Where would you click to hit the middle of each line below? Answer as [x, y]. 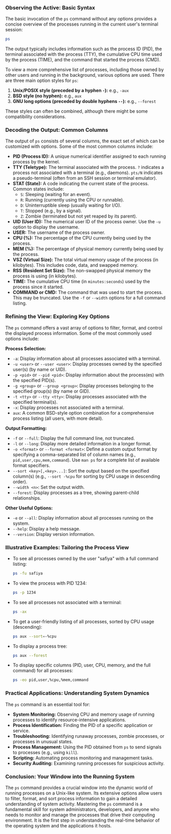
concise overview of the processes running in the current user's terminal [82, 24]
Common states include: [38, 189]
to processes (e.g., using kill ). [45, 752]
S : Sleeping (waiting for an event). [56, 195]
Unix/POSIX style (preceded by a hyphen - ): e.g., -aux [71, 91]
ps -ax [20, 612]
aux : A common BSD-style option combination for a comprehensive [83, 413]
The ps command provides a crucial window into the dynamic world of [79, 787]
